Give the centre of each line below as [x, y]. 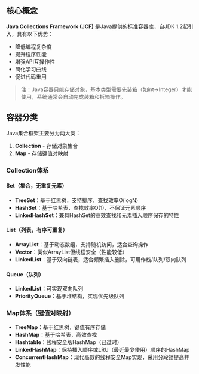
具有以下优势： [35, 34]
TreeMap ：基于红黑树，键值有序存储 [60, 327]
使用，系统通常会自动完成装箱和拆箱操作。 [73, 96]
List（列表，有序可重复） [37, 230]
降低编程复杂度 [33, 46]
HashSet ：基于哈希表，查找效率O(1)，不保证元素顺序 [80, 207]
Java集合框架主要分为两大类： [44, 133]
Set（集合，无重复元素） [37, 186]
